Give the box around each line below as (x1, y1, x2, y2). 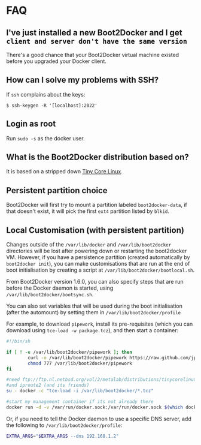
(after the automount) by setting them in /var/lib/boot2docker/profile (6, 309, 181, 316)
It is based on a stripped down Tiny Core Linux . (6, 168, 123, 175)
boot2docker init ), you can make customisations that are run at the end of (6, 260, 190, 267)
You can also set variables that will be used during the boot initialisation (6, 302, 182, 309)
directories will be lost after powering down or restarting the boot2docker (6, 247, 187, 255)
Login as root (6, 119, 56, 129)
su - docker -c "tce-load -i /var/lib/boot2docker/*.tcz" (6, 388, 154, 394)
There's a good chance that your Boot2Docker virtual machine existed (6, 52, 179, 58)
